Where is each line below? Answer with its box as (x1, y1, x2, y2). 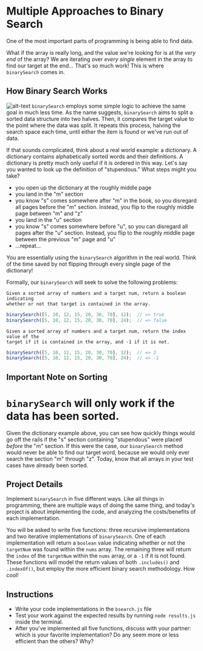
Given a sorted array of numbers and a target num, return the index (6, 328, 187, 334)
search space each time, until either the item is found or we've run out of (6, 128, 188, 135)
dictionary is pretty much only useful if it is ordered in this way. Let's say (6, 159, 188, 167)
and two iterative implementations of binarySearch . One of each (6, 533, 166, 540)
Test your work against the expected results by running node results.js (15, 612, 196, 619)
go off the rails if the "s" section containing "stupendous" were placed (6, 436, 182, 443)
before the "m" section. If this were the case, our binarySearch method (6, 442, 184, 449)
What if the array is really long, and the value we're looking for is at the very (6, 49, 196, 56)
